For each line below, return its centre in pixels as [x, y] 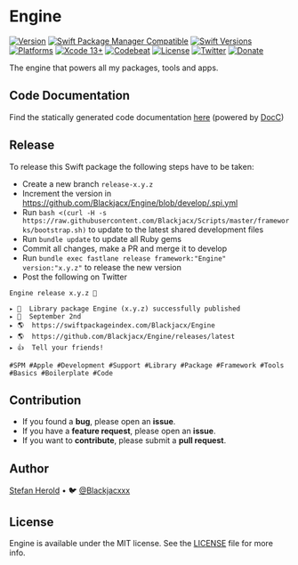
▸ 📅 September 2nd [45, 316]
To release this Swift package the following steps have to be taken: [132, 166]
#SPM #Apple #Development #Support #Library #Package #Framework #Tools [147, 365]
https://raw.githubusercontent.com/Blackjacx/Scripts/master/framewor [156, 221]
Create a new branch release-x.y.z [88, 183]
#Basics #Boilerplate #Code [61, 373]
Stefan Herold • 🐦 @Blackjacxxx [70, 490]
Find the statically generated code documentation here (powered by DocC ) [147, 117]
